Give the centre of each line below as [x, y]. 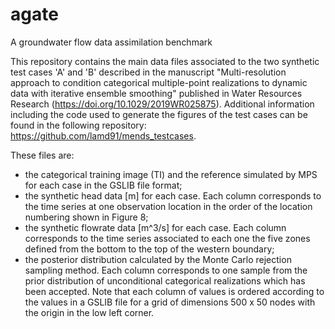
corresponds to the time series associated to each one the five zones [167, 238]
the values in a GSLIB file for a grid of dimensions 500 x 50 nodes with [170, 302]
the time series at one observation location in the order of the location [168, 206]
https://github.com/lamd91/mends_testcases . [103, 135]
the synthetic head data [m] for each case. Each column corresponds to [173, 195]
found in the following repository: [78, 125]
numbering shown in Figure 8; [86, 217]
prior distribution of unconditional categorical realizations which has [165, 280]
